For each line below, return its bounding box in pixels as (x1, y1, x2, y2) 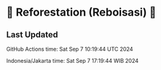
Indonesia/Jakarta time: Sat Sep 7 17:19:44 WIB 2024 (6, 57, 139, 64)
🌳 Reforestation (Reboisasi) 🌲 (6, 5, 157, 19)
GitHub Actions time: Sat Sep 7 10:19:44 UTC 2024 (6, 45, 134, 52)
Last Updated (6, 30, 58, 40)
